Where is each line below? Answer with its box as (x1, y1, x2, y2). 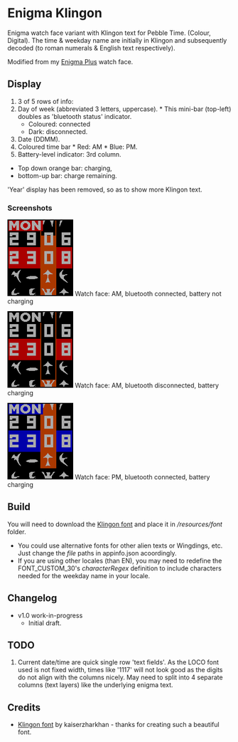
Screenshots (7, 203, 53, 213)
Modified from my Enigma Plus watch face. (7, 57, 134, 66)
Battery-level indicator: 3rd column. (17, 150, 122, 158)
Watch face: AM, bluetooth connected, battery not (74, 290, 222, 298)
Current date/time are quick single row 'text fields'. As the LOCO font (17, 658, 219, 667)
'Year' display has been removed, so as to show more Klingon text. (7, 185, 202, 194)
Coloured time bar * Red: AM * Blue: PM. (17, 142, 138, 151)
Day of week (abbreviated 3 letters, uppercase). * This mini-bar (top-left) (17, 105, 232, 113)
